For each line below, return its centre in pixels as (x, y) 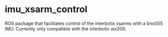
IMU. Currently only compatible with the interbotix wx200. (66, 28)
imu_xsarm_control (46, 9)
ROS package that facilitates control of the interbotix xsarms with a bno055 (84, 23)
